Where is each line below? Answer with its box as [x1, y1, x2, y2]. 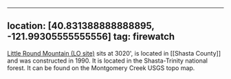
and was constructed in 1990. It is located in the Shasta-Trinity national [7, 56, 208, 65]
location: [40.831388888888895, [7, 20, 155, 32]
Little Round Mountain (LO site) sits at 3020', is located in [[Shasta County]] [7, 49, 221, 57]
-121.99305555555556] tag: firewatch [7, 31, 175, 43]
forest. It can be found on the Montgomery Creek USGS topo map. [7, 63, 195, 72]
